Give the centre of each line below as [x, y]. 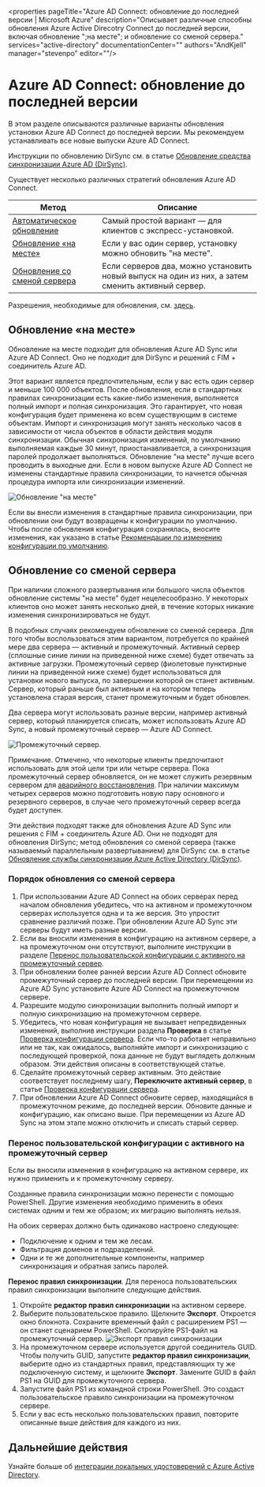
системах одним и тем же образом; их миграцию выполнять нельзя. [125, 1211]
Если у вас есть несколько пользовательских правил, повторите [129, 1414]
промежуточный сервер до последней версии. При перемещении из [136, 980]
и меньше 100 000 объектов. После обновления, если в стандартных [125, 389]
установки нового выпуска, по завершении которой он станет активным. [132, 680]
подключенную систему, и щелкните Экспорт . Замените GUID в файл [138, 1373]
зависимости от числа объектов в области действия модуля [110, 431]
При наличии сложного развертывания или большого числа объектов [127, 589]
